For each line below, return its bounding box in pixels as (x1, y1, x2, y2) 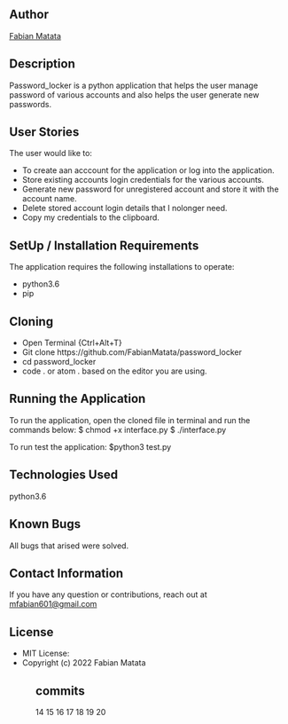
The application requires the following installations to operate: (9, 262, 235, 272)
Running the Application (9, 391, 146, 406)
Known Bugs (9, 516, 82, 531)
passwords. (9, 98, 51, 109)
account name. (21, 193, 77, 204)
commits (35, 683, 86, 698)
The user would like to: (9, 148, 93, 159)
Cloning (9, 314, 54, 329)
